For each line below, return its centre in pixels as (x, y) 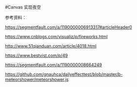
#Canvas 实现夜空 (23, 7)
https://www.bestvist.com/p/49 (36, 55)
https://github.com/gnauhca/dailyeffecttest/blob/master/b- (64, 74)
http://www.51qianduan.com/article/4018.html (51, 46)
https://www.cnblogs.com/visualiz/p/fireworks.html (56, 36)
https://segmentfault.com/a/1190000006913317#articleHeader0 (68, 27)
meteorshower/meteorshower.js (37, 79)
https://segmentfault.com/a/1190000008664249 (53, 65)
